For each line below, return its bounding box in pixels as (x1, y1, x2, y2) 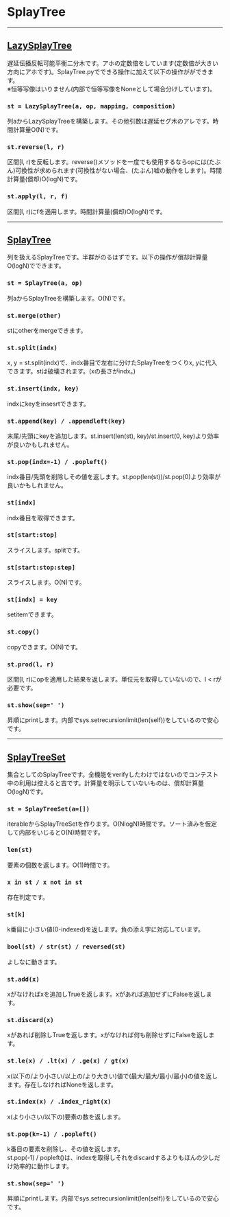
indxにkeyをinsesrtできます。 (7, 399, 90, 408)
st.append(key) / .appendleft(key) (7, 417, 126, 425)
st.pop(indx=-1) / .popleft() (7, 458, 108, 465)
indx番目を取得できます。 (7, 513, 79, 522)
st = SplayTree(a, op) (7, 279, 83, 287)
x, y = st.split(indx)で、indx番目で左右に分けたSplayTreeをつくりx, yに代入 (7, 358, 218, 367)
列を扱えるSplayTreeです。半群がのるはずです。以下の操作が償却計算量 (7, 253, 208, 262)
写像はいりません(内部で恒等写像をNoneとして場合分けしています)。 (23, 84, 216, 93)
